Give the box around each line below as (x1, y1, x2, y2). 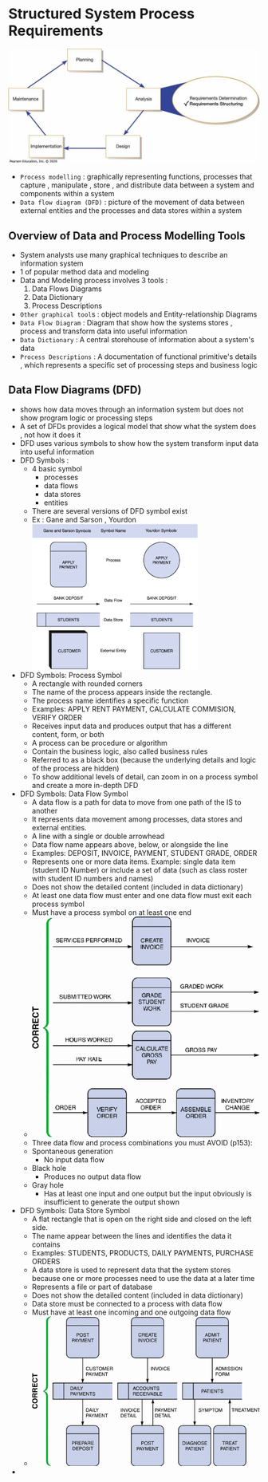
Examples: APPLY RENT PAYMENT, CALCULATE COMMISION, (31, 704, 237, 714)
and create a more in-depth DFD (31, 780, 139, 790)
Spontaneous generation (31, 1146, 113, 1157)
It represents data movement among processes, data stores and (31, 814, 243, 824)
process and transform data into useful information (19, 326, 187, 336)
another (31, 806, 58, 815)
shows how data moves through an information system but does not (19, 404, 244, 414)
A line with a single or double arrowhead (31, 831, 165, 841)
